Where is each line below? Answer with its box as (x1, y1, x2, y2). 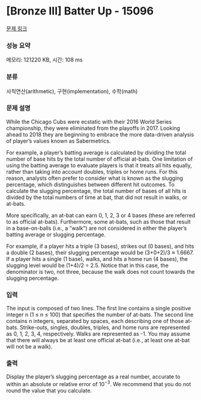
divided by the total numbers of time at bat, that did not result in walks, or (6, 194, 188, 201)
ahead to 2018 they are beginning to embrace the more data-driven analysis (6, 131, 194, 138)
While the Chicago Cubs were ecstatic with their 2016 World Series (6, 118, 172, 125)
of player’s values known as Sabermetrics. (6, 137, 111, 144)
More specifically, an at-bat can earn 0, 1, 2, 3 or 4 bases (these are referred (6, 212, 196, 219)
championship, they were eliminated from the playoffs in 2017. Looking (6, 125, 181, 132)
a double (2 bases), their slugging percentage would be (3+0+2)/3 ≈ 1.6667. (6, 248, 194, 256)
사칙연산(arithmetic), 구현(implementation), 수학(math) (6, 87, 138, 94)
